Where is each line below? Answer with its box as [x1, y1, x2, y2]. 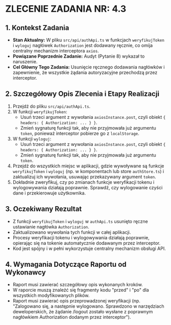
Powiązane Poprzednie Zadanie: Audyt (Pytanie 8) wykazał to [12, 53, 145, 59]
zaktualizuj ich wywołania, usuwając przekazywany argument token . [12, 173, 157, 180]
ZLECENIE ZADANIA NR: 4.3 [5, 3, 127, 15]
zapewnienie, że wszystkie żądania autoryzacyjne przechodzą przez [12, 69, 158, 76]
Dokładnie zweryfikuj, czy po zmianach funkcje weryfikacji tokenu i [12, 179, 155, 185]
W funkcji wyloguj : [12, 136, 52, 142]
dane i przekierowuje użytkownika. [12, 190, 86, 196]
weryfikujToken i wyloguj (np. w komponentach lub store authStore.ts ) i [12, 168, 164, 174]
